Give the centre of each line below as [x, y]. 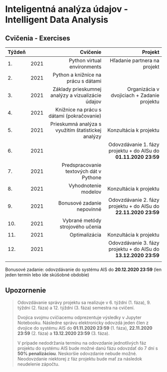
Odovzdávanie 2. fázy [134, 200]
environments [85, 67]
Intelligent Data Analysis [57, 20]
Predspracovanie [82, 165]
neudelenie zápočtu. [38, 364]
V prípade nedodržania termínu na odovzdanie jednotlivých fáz [82, 343]
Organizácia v [143, 89]
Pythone [92, 178]
